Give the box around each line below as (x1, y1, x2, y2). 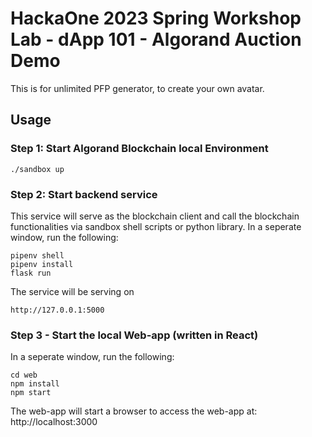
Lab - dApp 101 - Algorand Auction (10, 28, 302, 51)
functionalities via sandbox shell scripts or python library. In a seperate (10, 220, 302, 232)
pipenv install (10, 259, 74, 269)
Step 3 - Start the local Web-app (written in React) (10, 328, 259, 342)
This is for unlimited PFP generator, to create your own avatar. (10, 82, 265, 94)
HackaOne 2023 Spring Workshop (10, 7, 302, 30)
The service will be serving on (10, 285, 135, 297)
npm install (10, 379, 60, 389)
